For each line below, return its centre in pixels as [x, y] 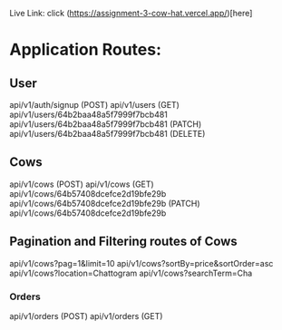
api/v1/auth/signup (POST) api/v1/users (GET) [94, 105]
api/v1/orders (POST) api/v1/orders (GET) [86, 315]
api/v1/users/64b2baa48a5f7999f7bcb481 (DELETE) [107, 134]
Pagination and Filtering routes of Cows [123, 242]
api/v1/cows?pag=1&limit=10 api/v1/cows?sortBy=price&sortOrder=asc [141, 263]
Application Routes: [85, 50]
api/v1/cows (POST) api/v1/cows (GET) [82, 184]
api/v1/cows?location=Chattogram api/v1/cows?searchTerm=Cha [131, 273]
